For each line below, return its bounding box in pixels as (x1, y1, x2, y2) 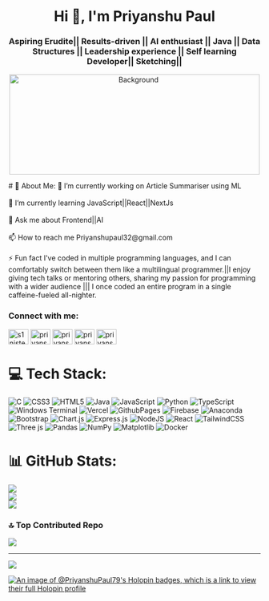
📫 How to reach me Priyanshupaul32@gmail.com (8, 232, 174, 243)
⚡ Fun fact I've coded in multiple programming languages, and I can (8, 253, 232, 263)
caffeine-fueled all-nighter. (8, 290, 98, 300)
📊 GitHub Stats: (8, 452, 118, 470)
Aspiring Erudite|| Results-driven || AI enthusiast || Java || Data (8, 36, 261, 47)
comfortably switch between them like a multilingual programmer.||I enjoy (8, 264, 251, 275)
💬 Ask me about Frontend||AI (8, 216, 104, 225)
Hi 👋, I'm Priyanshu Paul (54, 7, 215, 26)
